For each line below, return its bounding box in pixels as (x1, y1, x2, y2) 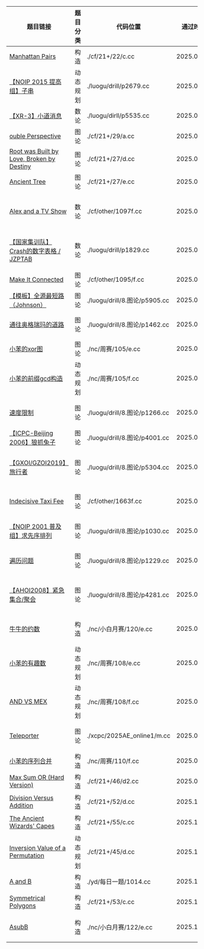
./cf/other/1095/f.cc (87, 276, 144, 284)
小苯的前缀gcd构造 (9, 375, 63, 383)
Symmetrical (9, 894, 46, 902)
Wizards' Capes (9, 822, 55, 830)
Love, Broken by (9, 155, 56, 163)
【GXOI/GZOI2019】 (9, 458, 69, 467)
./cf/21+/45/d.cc (87, 848, 135, 855)
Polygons (9, 902, 36, 910)
